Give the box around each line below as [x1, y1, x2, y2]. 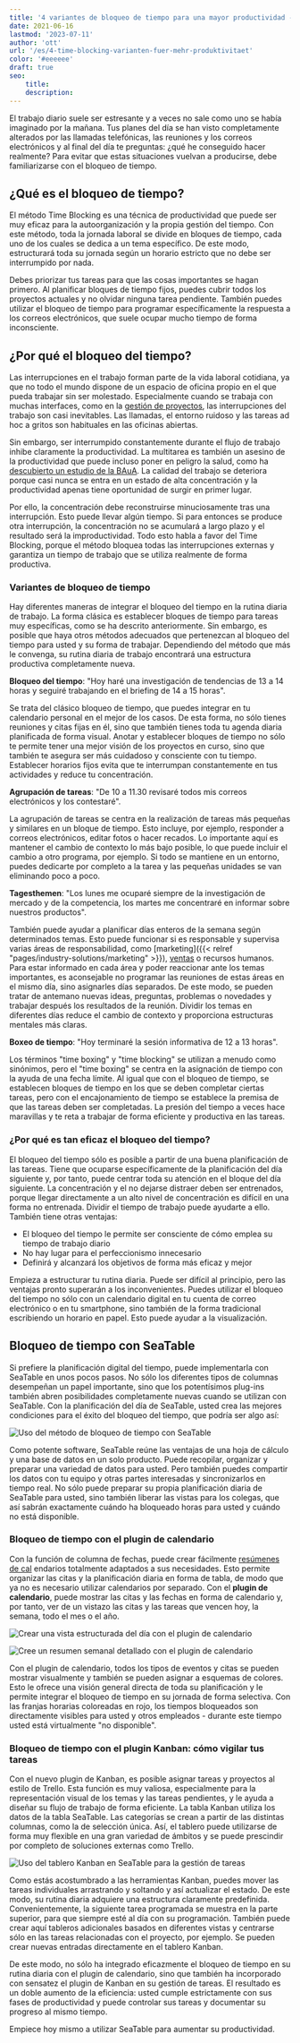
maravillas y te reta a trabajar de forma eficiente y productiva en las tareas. [9, 1111, 286, 1122]
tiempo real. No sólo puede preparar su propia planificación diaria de [9, 1483, 263, 1493]
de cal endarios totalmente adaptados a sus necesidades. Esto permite [9, 1563, 271, 1574]
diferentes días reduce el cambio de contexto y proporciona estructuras [9, 1010, 274, 1021]
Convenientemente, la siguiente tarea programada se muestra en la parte [9, 1903, 279, 1914]
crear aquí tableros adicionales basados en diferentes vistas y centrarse [9, 1922, 275, 1934]
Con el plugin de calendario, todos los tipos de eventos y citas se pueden [9, 1663, 279, 1673]
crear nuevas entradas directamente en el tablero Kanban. [9, 1942, 223, 1953]
